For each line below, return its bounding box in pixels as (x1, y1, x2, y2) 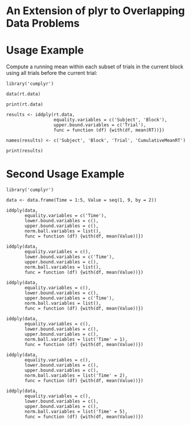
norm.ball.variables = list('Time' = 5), (24, 408, 128, 415)
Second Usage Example (6, 167, 125, 181)
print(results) (6, 148, 44, 154)
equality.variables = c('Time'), (24, 213, 107, 219)
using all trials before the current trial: (6, 70, 97, 77)
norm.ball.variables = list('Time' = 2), (24, 373, 128, 378)
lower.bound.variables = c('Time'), (24, 254, 115, 260)
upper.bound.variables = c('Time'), (24, 295, 115, 301)
